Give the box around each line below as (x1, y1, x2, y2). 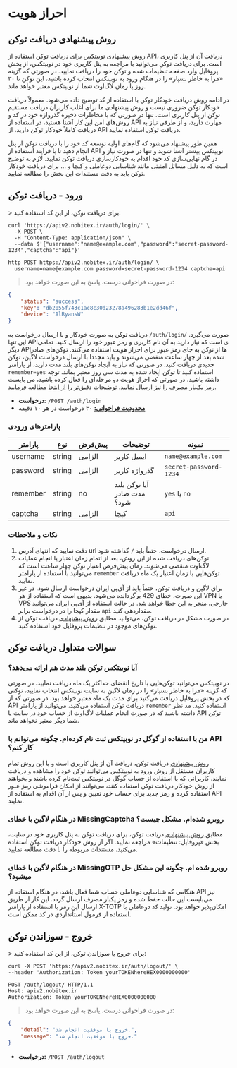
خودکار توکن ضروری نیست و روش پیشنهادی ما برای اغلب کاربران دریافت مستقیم (8, 103, 220, 111)
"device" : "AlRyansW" (20, 311, 84, 318)
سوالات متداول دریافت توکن (8, 642, 117, 654)
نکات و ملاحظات (8, 530, 58, 540)
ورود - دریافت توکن (8, 189, 83, 202)
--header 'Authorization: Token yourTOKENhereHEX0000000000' (8, 969, 191, 976)
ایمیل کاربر (114, 452, 147, 462)
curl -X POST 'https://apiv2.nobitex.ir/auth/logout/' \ (8, 963, 179, 970)
